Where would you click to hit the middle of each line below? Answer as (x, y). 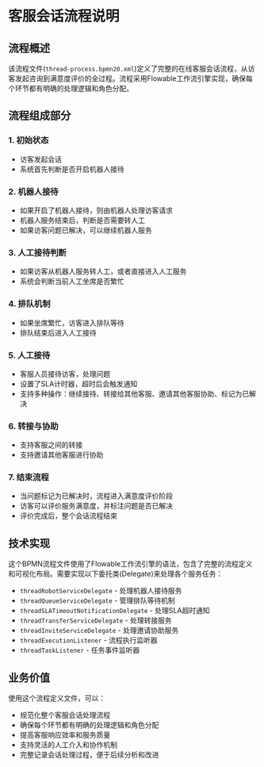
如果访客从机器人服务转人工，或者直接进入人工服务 (103, 271)
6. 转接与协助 (33, 426)
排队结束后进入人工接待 (58, 332)
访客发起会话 (40, 159)
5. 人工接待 (29, 355)
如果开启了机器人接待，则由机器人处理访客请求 (96, 210)
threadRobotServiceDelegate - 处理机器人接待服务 (101, 591)
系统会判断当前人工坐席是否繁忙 (72, 282)
